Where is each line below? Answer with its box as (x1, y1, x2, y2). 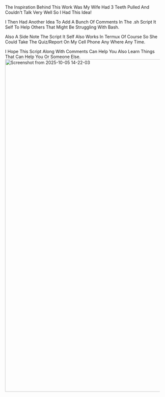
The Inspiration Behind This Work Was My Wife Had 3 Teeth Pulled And (5, 4, 150, 10)
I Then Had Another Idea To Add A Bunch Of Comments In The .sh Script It (5, 19, 156, 25)
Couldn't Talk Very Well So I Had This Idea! (5, 9, 92, 15)
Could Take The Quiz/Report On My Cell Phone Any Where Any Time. (5, 39, 146, 45)
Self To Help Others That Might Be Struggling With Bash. (5, 24, 119, 30)
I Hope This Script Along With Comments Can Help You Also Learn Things (5, 49, 155, 54)
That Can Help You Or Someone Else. (5, 54, 81, 60)
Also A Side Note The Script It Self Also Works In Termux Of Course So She (5, 34, 158, 39)
